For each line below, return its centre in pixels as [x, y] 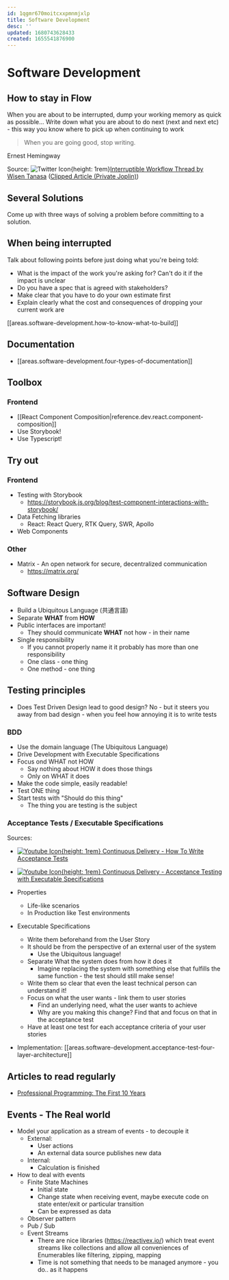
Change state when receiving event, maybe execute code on [123, 1197]
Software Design [43, 593]
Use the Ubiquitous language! [79, 954]
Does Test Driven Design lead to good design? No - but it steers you [113, 707]
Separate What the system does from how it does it [99, 962]
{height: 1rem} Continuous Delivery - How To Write [132, 851]
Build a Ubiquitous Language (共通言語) [72, 611]
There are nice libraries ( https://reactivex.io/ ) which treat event [126, 1241]
